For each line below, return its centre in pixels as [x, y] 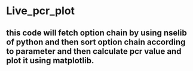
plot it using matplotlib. [50, 60]
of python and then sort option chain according [96, 42]
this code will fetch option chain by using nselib [96, 33]
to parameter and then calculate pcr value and [94, 51]
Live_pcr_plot [41, 11]
